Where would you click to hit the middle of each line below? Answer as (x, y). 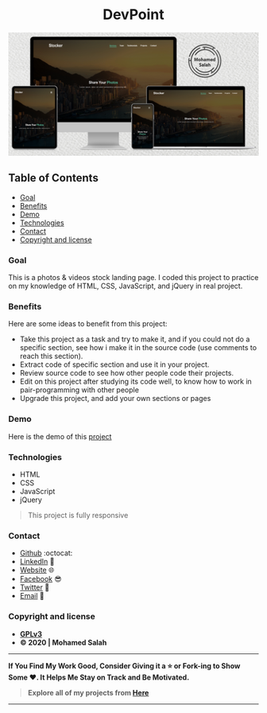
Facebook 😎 (41, 579)
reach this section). (51, 356)
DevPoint (133, 15)
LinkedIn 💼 (37, 562)
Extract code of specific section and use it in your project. (114, 364)
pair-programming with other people (79, 390)
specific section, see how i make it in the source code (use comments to (138, 348)
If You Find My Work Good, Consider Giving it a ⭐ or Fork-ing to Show (124, 665)
